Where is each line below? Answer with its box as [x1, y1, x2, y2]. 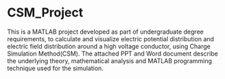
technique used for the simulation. [7, 64, 104, 72]
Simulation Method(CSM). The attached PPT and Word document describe [7, 49, 218, 58]
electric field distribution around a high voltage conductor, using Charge [7, 42, 211, 50]
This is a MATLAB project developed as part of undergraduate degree [7, 27, 204, 36]
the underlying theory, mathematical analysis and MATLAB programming [7, 56, 213, 65]
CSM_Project [7, 5, 84, 21]
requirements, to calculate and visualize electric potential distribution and [7, 34, 215, 43]
